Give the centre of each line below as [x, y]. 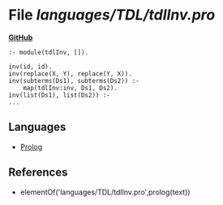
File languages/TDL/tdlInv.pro [112, 15]
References [38, 172]
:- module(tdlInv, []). [49, 52]
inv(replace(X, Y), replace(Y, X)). [70, 74]
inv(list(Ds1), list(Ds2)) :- [60, 95]
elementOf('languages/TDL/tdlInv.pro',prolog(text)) [105, 192]
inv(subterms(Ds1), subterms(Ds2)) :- [74, 81]
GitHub [21, 37]
